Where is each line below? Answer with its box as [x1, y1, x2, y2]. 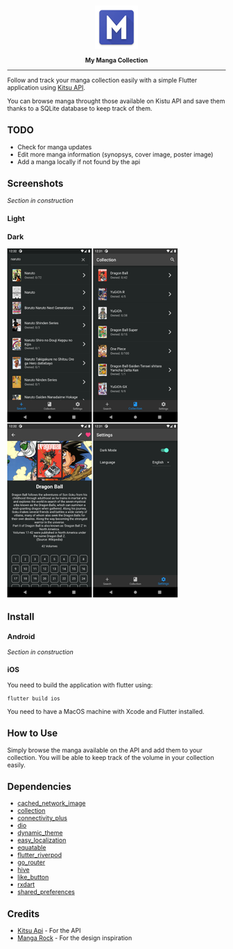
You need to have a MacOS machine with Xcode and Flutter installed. [7, 707, 205, 715]
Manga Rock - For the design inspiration [17, 934, 132, 942]
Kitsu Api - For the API [17, 927, 81, 935]
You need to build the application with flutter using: [7, 681, 153, 689]
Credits [7, 908, 40, 920]
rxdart [17, 880, 35, 889]
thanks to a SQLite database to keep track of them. [7, 104, 153, 113]
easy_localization [17, 836, 67, 845]
